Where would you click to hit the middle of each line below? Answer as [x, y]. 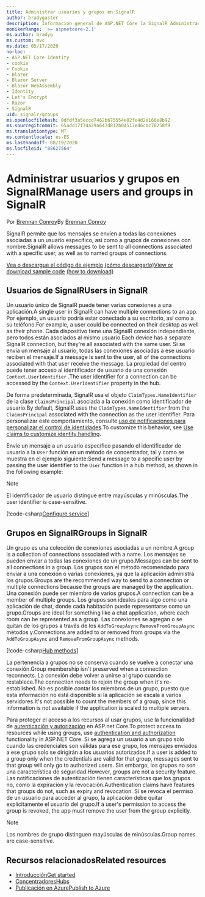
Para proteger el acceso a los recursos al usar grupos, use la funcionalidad [101, 720]
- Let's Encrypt [27, 97]
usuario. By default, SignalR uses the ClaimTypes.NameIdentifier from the [98, 408]
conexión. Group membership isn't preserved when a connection [87, 669]
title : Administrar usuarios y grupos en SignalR [71, 12]
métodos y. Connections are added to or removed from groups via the [93, 632]
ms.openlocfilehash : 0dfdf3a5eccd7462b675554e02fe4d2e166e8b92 [88, 120]
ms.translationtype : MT [37, 131]
